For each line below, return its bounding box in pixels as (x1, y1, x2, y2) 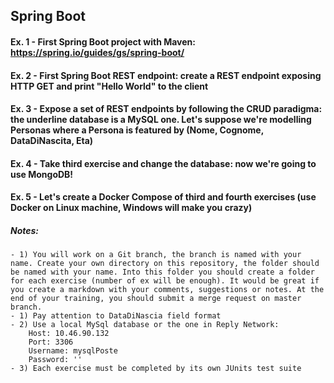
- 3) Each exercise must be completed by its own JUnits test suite (10, 364, 302, 374)
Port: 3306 (28, 337, 74, 348)
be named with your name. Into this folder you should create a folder (10, 267, 315, 278)
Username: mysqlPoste (28, 346, 118, 356)
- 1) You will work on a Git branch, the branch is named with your (10, 250, 302, 260)
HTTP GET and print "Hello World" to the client (10, 80, 209, 92)
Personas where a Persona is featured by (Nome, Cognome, (10, 124, 264, 136)
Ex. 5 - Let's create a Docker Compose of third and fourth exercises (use (10, 191, 317, 203)
